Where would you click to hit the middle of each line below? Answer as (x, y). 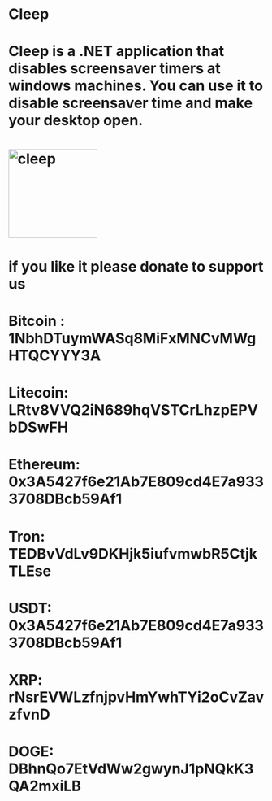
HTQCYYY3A (55, 355)
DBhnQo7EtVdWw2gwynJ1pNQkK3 (131, 769)
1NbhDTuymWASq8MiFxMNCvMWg (132, 338)
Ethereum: (45, 465)
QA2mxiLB (45, 786)
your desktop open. (76, 121)
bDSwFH (39, 427)
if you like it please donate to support (136, 266)
